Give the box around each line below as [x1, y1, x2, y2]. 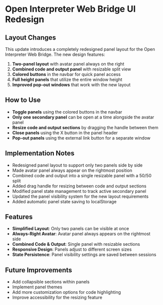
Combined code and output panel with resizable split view [12, 66, 131, 72]
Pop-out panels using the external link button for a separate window [12, 135, 151, 141]
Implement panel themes [12, 284, 63, 290]
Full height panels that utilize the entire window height [12, 77, 122, 82]
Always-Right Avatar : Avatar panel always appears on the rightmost [12, 231, 151, 237]
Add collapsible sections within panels [12, 279, 90, 285]
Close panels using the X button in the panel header [12, 130, 118, 136]
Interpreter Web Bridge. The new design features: [5, 51, 105, 57]
